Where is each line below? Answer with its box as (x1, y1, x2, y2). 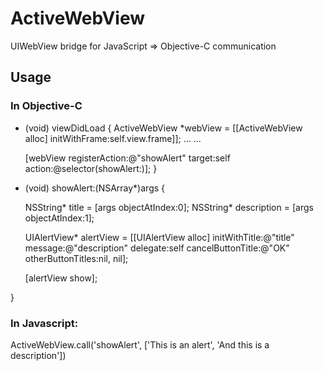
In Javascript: (10, 316, 79, 330)
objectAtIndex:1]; (24, 212, 95, 224)
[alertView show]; (24, 272, 98, 284)
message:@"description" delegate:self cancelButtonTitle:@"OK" (24, 242, 290, 254)
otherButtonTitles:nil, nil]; (24, 252, 129, 264)
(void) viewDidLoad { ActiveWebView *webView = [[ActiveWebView (24, 122, 303, 134)
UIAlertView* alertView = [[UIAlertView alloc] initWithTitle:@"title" (24, 231, 295, 243)
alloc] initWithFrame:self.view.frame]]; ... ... (24, 132, 202, 144)
